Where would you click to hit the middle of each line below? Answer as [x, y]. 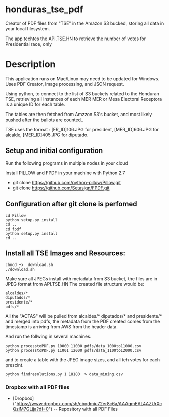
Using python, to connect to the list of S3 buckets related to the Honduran [82, 93]
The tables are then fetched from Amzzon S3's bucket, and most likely [79, 114]
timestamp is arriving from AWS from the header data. [61, 327]
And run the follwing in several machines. [48, 337]
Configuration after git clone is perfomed [71, 204]
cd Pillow [16, 216]
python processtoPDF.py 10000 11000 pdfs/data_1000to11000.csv [73, 346]
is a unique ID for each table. [35, 104]
